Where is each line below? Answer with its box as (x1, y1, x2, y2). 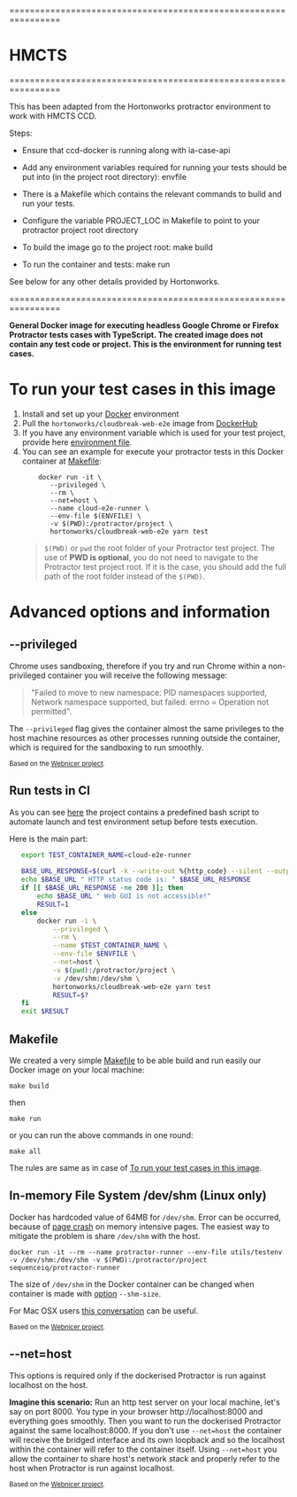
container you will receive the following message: (47, 670, 228, 681)
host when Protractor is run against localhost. (9, 1462, 175, 1473)
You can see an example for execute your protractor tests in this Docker (21, 446, 285, 456)
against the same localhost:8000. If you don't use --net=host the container (9, 1424, 282, 1436)
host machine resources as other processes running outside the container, (9, 732, 281, 743)
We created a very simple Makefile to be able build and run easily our (9, 1056, 262, 1065)
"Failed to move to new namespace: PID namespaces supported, (30, 687, 268, 698)
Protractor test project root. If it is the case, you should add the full (43, 561, 287, 572)
